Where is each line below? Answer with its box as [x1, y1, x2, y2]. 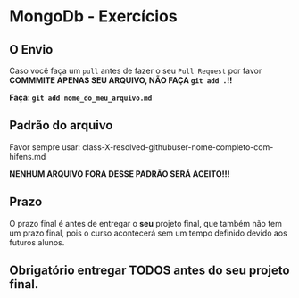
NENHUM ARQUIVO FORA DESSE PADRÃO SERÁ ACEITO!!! [9, 168, 230, 179]
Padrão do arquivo [9, 118, 113, 133]
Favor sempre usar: [9, 141, 81, 153]
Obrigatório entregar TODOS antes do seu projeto [9, 263, 290, 278]
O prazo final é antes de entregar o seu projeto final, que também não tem [9, 218, 283, 228]
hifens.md [9, 151, 46, 161]
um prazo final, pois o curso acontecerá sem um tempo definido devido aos [9, 228, 287, 238]
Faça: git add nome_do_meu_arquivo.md [9, 92, 153, 103]
